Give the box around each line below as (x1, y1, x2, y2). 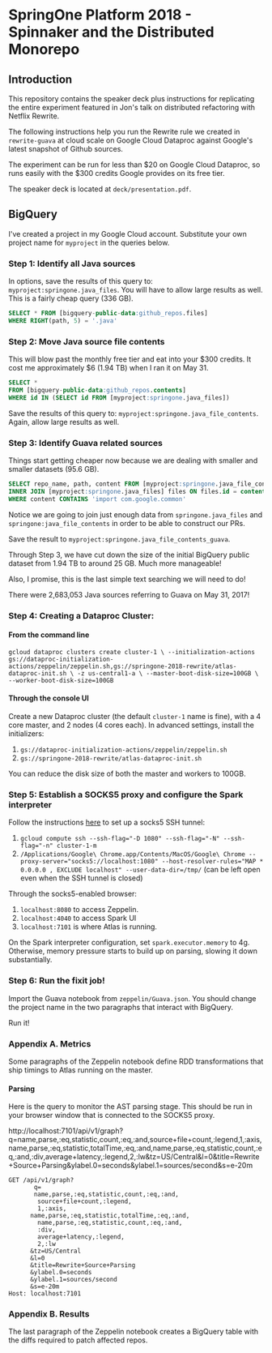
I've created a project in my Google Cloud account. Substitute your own (8, 229, 247, 238)
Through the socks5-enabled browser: (8, 889, 138, 899)
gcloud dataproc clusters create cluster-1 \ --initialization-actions (8, 648, 255, 656)
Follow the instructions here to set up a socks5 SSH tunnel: (8, 817, 205, 828)
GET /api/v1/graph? (8, 1176, 74, 1184)
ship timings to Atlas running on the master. (8, 1064, 154, 1075)
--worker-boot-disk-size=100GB (8, 676, 114, 684)
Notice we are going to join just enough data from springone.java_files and (8, 509, 263, 520)
